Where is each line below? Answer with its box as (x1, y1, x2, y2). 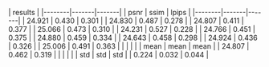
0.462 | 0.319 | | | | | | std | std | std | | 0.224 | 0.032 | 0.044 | (8, 50, 209, 59)
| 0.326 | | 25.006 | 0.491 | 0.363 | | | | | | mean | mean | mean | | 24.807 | (8, 41, 250, 51)
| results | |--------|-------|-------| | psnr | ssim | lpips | (8, 8, 191, 17)
